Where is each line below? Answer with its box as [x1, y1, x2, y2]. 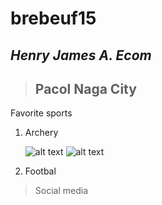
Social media [34, 185, 89, 197]
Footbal [24, 165, 57, 177]
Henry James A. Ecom [10, 47, 152, 64]
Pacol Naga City [34, 80, 137, 97]
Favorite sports [10, 107, 73, 119]
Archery [24, 127, 59, 139]
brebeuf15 [10, 7, 97, 30]
